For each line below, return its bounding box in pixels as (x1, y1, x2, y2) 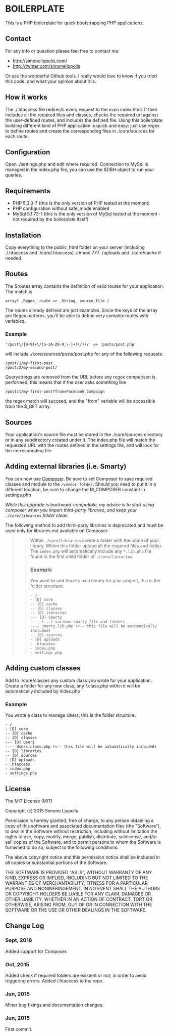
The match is (5, 288, 32, 294)
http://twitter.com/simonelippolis (12, 63, 81, 69)
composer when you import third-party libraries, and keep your (5, 507, 137, 513)
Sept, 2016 (5, 937, 32, 944)
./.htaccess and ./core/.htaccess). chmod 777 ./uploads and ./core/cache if (5, 250, 161, 255)
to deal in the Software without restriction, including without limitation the (5, 828, 157, 834)
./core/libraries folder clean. (5, 512, 69, 519)
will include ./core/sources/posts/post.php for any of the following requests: (5, 351, 163, 357)
